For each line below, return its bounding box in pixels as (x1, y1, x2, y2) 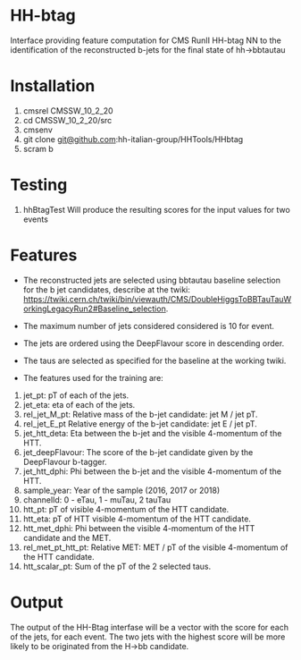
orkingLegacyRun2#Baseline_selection (22, 303, 166, 314)
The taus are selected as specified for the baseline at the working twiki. (22, 355, 287, 366)
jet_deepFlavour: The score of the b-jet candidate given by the (22, 446, 254, 457)
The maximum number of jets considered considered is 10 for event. (22, 320, 275, 331)
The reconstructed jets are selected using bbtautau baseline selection (22, 275, 280, 285)
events (22, 214, 48, 224)
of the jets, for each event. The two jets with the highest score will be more (10, 631, 286, 642)
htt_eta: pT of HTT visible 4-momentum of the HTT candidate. (22, 513, 251, 524)
